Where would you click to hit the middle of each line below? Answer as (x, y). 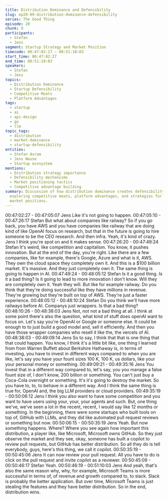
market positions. (29, 201)
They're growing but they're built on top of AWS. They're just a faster (76, 295)
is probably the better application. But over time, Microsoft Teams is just (79, 481)
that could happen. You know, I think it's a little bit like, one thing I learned (81, 343)
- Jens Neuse (23, 159)
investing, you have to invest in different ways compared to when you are (80, 353)
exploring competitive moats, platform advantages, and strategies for (86, 196)
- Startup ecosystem (31, 163)
